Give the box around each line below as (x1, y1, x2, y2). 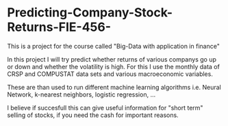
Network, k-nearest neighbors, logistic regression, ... (7, 90, 156, 99)
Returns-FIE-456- (7, 19, 112, 35)
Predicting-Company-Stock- (7, 5, 173, 21)
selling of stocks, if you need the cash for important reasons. (7, 111, 179, 119)
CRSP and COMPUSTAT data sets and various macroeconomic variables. (7, 70, 214, 78)
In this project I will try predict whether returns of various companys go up (7, 55, 217, 63)
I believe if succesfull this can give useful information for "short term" (7, 103, 203, 112)
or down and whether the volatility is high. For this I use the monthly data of (7, 62, 220, 71)
